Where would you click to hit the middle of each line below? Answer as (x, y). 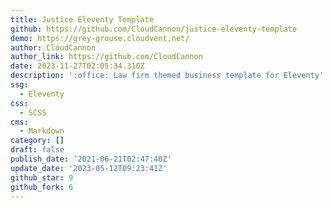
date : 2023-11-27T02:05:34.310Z (77, 66)
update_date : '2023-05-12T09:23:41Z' (89, 168)
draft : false (37, 150)
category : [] (37, 141)
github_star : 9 (42, 177)
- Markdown (42, 131)
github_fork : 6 (42, 187)
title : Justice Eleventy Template (82, 19)
